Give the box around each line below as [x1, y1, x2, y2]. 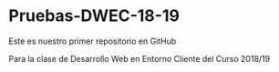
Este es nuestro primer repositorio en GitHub [8, 36, 177, 46]
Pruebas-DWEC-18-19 [8, 5, 180, 26]
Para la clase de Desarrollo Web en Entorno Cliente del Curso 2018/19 [8, 53, 271, 64]
